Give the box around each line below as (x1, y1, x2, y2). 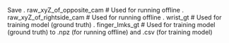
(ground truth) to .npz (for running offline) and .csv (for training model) (7, 28, 213, 36)
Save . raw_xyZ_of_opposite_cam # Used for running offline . (7, 6, 184, 14)
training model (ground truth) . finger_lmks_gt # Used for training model (7, 21, 216, 28)
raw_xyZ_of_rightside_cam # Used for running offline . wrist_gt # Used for (7, 13, 222, 21)
